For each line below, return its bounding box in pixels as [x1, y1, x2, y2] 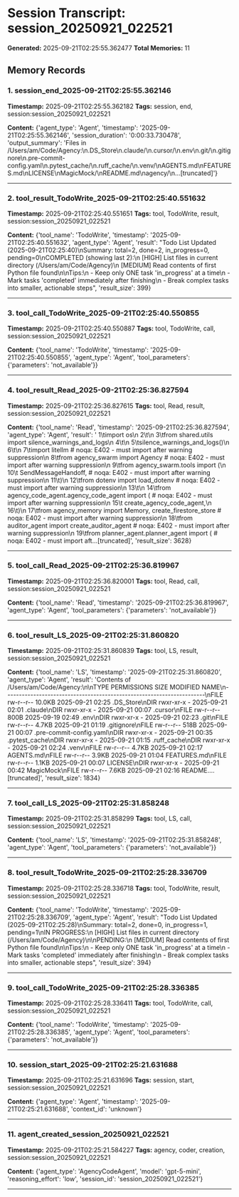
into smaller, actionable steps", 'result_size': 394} [7, 958, 152, 966]
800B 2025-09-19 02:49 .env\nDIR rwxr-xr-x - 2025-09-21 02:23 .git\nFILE [7, 714, 229, 722]
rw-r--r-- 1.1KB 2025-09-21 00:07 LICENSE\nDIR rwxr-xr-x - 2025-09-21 [7, 758, 220, 767]
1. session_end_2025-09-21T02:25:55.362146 [7, 85, 172, 95]
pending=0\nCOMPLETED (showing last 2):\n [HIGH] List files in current [7, 253, 218, 261]
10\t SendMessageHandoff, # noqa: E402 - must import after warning [7, 468, 211, 476]
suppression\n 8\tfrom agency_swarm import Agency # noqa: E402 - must [7, 453, 225, 461]
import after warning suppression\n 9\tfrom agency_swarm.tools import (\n [7, 461, 226, 469]
